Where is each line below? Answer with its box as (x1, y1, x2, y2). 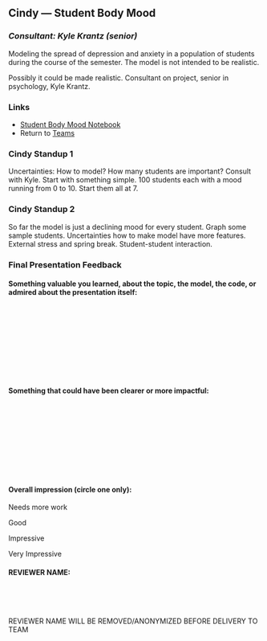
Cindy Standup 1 (8, 148, 74, 159)
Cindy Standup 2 (8, 204, 75, 215)
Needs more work (8, 502, 68, 512)
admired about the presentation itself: (8, 288, 138, 297)
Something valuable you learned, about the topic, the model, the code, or (8, 279, 257, 288)
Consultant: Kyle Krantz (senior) (8, 31, 138, 42)
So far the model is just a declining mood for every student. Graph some (8, 222, 247, 231)
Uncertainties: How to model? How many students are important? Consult (8, 166, 251, 176)
